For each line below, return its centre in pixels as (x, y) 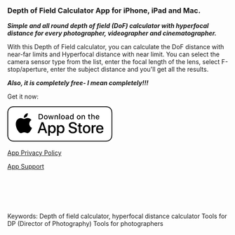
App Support (26, 167)
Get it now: (23, 96)
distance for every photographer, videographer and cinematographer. (112, 33)
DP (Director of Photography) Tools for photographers (85, 224)
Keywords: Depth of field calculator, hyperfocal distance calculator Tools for (117, 216)
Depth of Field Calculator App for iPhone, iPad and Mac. (104, 11)
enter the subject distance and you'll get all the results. (129, 70)
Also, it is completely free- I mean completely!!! (78, 83)
